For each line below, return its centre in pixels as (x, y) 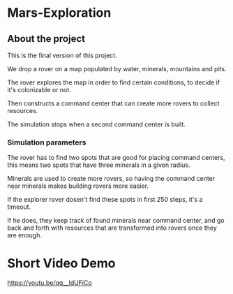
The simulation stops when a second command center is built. (97, 124)
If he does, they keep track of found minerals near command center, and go (116, 221)
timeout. (19, 207)
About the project (46, 39)
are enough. (25, 235)
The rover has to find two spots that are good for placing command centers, (116, 158)
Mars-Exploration (59, 13)
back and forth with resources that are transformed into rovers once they (112, 228)
